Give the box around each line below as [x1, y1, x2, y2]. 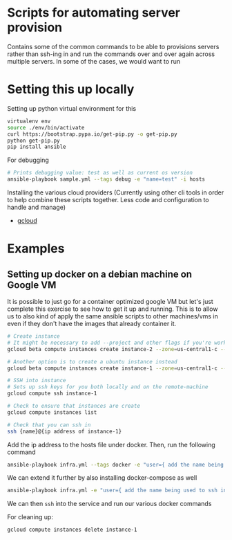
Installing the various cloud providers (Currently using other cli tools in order [7, 188, 224, 197]
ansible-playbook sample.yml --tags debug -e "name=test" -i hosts [7, 176, 206, 183]
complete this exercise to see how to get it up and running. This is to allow [7, 305, 218, 313]
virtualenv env [7, 118, 51, 125]
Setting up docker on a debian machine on [7, 268, 192, 280]
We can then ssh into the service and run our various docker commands [7, 500, 212, 508]
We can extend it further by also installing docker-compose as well [7, 474, 197, 482]
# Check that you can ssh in [7, 421, 91, 429]
